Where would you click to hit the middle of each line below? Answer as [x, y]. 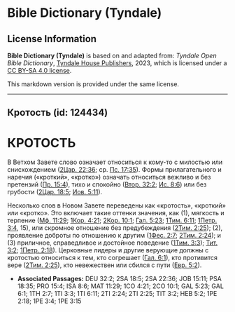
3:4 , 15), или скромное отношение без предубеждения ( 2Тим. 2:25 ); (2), [115, 228]
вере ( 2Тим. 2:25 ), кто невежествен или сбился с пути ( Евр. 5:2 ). [105, 265]
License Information [52, 39]
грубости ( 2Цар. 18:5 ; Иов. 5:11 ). [55, 192]
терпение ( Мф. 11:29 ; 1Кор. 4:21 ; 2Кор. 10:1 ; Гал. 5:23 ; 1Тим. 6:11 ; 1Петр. [112, 221]
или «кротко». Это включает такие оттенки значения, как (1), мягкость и [116, 213]
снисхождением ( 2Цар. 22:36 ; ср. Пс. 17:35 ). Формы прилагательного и [114, 170]
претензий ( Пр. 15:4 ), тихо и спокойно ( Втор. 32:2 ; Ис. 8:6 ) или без [107, 184]
